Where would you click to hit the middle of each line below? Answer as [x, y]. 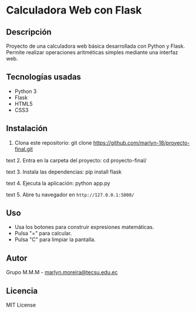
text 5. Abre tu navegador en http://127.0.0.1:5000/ [70, 194]
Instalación [27, 129]
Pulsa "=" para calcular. [43, 234]
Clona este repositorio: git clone [53, 142]
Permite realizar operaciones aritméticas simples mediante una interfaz [92, 52]
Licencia [22, 291]
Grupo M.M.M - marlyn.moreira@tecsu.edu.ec [62, 272]
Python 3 [26, 91]
